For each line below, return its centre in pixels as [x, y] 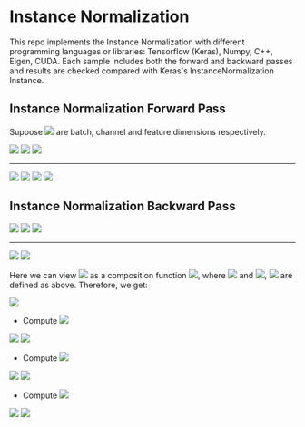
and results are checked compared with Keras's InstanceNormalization [142, 71]
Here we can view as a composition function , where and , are [151, 275]
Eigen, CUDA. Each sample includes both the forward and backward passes [151, 61]
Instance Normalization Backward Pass [123, 206]
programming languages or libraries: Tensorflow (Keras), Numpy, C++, [142, 51]
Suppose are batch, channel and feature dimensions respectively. [138, 131]
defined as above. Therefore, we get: [79, 285]
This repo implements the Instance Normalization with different [127, 42]
